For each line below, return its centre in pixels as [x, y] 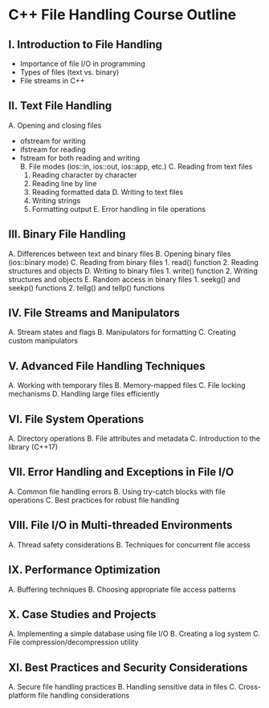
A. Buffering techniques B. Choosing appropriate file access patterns [122, 589]
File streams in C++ [53, 81]
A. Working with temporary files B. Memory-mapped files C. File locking [127, 385]
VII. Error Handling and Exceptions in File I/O [121, 472]
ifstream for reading [53, 149]
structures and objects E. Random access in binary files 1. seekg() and [124, 279]
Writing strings [56, 200]
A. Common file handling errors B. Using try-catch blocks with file [117, 491]
